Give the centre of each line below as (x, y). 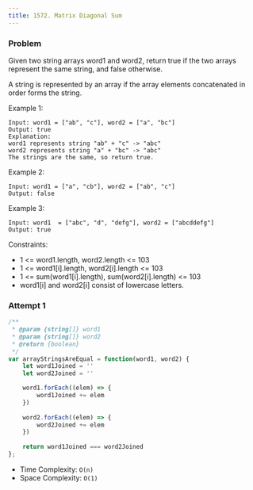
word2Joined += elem (71, 425)
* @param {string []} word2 (56, 337)
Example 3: (27, 208)
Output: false (32, 193)
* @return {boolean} (46, 344)
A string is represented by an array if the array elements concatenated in (127, 84)
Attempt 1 (27, 305)
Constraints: (28, 244)
